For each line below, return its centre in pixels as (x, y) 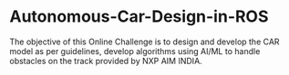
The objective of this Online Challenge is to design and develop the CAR (144, 42)
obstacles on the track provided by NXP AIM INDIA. (106, 61)
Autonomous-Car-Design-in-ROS (139, 17)
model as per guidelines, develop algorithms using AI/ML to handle (135, 51)
